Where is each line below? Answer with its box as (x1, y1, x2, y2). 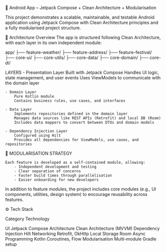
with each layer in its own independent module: (5, 40, 102, 46)
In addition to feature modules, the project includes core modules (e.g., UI (5, 186, 157, 192)
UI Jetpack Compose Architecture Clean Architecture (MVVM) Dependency (5, 226, 160, 231)
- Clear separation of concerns (14, 169, 81, 174)
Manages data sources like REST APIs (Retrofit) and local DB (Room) (14, 116, 162, 121)
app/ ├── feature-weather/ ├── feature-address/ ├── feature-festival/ (5, 50, 152, 55)
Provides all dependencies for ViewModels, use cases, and (14, 137, 139, 142)
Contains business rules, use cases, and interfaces (14, 98, 126, 103)
